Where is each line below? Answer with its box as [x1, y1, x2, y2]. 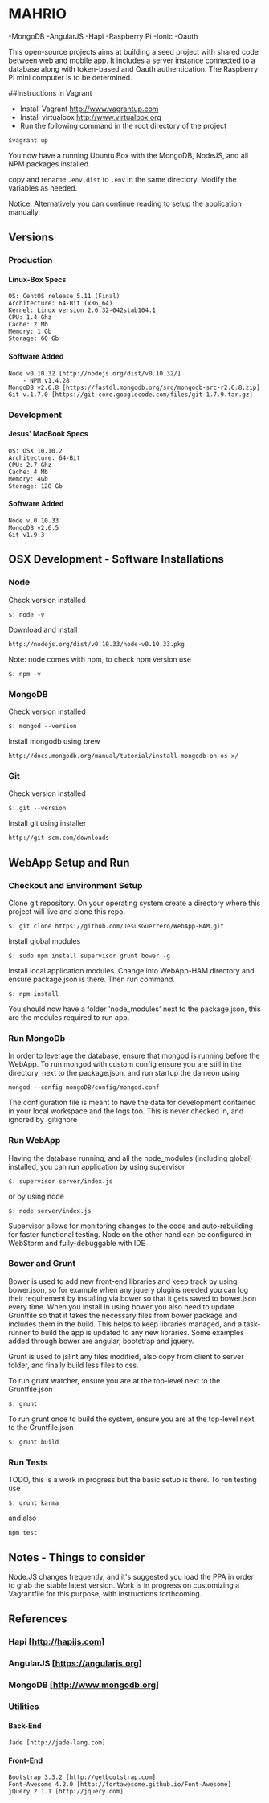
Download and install [8, 625, 78, 634]
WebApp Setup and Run [8, 855, 130, 869]
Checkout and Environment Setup [8, 879, 143, 891]
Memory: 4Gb [8, 475, 48, 483]
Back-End [8, 1721, 42, 1731]
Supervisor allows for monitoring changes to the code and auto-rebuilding [8, 1221, 254, 1231]
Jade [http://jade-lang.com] [8, 1739, 106, 1747]
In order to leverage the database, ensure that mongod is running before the [8, 1051, 260, 1061]
